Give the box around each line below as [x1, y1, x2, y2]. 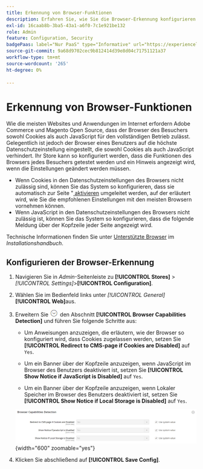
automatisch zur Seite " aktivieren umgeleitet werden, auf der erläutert [14, 190, 191, 197]
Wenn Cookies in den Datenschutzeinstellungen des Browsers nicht [14, 177, 184, 184]
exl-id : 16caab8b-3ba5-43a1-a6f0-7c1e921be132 [6, 22, 126, 28]
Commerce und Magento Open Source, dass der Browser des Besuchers [6, 127, 188, 134]
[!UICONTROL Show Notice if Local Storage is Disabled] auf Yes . [24, 397, 187, 404]
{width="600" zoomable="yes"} [14, 444, 95, 451]
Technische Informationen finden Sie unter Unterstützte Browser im [6, 233, 175, 241]
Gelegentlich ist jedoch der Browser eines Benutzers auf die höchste [6, 139, 177, 147]
